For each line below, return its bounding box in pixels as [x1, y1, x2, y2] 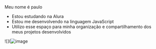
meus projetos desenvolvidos [11, 29, 71, 34]
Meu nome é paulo [4, 4, 43, 10]
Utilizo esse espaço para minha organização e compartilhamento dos [11, 24, 152, 30]
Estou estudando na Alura [11, 14, 64, 19]
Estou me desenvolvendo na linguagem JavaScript [11, 19, 114, 24]
